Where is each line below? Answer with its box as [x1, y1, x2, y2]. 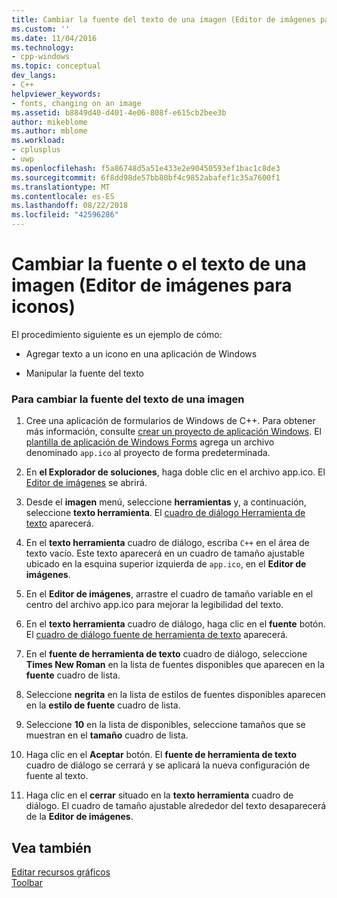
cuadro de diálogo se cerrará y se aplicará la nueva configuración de [25, 759, 311, 771]
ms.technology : [11, 42, 75, 53]
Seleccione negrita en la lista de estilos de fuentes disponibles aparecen [25, 689, 326, 701]
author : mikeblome [11, 117, 88, 127]
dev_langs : [11, 71, 57, 81]
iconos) [11, 296, 76, 318]
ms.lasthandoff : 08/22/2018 [11, 201, 129, 211]
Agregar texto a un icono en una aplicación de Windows [25, 347, 258, 360]
